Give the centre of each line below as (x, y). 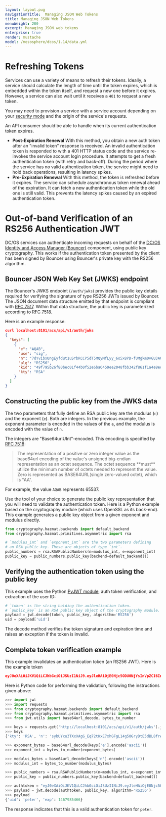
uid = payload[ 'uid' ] (27, 620)
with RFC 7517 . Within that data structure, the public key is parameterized (80, 307)
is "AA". (25, 480)
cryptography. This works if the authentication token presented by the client (83, 253)
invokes (20, 156)
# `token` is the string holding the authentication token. (68, 606)
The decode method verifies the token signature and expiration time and (79, 629)
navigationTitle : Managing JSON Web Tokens (52, 14)
